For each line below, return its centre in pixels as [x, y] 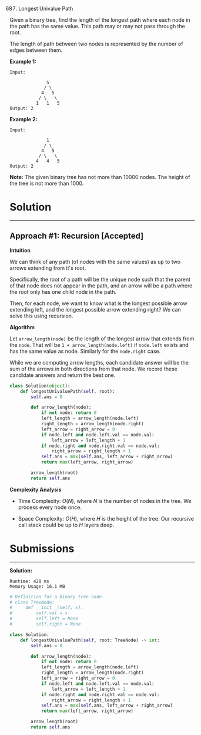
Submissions [42, 549]
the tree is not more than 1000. [47, 183]
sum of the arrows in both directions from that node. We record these [94, 369]
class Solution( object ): [40, 386]
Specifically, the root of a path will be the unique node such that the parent [100, 279]
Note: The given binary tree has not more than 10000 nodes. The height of [100, 177]
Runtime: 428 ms [29, 581]
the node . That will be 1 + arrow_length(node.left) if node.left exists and [99, 345]
